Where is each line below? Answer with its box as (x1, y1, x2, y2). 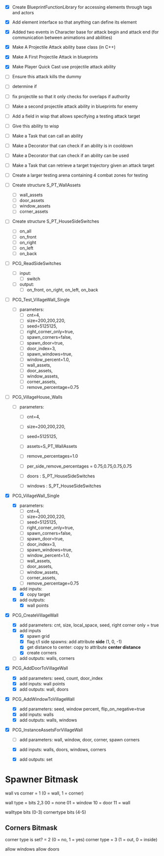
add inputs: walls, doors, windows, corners (19, 747, 106, 753)
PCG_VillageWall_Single (12, 493, 60, 499)
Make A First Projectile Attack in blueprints (12, 54, 98, 60)
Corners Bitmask (5, 824, 58, 832)
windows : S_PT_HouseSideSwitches (26, 483, 101, 489)
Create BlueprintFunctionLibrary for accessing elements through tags (12, 4, 152, 10)
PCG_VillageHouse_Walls (12, 394, 63, 400)
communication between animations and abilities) (12, 34, 113, 41)
